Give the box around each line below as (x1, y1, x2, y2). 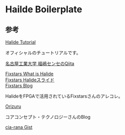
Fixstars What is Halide (5, 71, 54, 77)
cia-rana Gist (5, 124, 33, 130)
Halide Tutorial (5, 39, 36, 45)
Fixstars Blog (5, 83, 33, 88)
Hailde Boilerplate (5, 4, 83, 15)
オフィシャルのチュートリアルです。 (5, 50, 81, 56)
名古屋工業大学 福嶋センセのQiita (5, 60, 74, 66)
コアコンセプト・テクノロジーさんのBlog (5, 114, 91, 120)
